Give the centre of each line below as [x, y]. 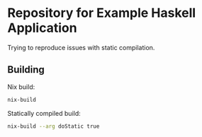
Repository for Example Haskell [102, 13]
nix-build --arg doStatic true [54, 126]
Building [26, 70]
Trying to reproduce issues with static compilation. [81, 47]
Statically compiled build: [44, 113]
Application [42, 28]
